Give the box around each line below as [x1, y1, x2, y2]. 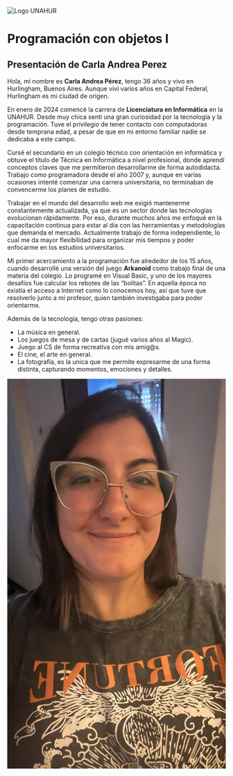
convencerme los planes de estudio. [7, 185, 111, 193]
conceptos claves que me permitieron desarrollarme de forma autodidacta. [7, 164, 222, 171]
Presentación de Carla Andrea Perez [7, 58, 168, 70]
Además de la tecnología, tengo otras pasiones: [7, 315, 144, 323]
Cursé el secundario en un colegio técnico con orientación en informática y [7, 148, 223, 157]
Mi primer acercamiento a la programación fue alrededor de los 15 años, [7, 257, 214, 264]
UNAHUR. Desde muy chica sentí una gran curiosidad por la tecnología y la [7, 113, 223, 121]
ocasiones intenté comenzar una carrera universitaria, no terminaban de [7, 178, 214, 186]
